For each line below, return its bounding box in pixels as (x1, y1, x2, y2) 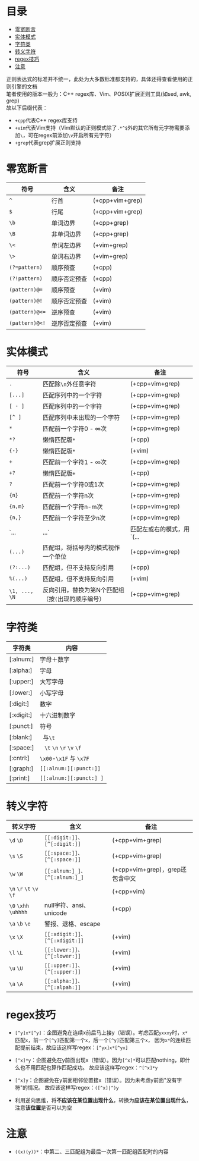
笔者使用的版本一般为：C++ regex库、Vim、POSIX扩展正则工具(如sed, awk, (6, 90, 191, 98)
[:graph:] (9, 764, 34, 773)
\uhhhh (9, 909, 28, 915)
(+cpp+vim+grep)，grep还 (112, 865, 187, 874)
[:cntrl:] (9, 754, 30, 762)
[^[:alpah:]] (44, 984, 81, 990)
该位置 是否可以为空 (25, 1104, 72, 1111)
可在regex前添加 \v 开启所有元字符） (27, 131, 115, 139)
